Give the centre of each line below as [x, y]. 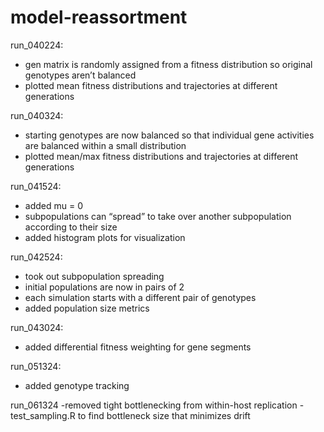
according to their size [71, 227]
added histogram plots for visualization [105, 237]
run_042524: [36, 257]
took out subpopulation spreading [94, 276]
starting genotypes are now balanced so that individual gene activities [169, 135]
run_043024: [37, 327]
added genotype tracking [77, 385]
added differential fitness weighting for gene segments [138, 347]
